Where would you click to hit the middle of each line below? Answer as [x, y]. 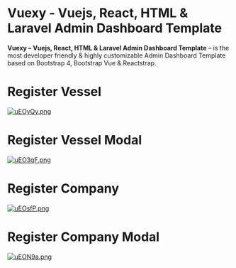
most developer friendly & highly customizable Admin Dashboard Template [117, 55]
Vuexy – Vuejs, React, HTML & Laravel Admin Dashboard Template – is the [118, 48]
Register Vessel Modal [75, 140]
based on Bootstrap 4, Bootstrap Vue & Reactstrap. [82, 63]
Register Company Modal [84, 237]
